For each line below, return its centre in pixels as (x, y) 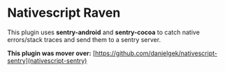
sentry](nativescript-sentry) (47, 60)
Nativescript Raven (64, 13)
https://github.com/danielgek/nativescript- (157, 53)
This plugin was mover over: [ (51, 53)
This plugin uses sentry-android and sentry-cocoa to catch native (104, 32)
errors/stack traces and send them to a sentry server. (84, 39)
